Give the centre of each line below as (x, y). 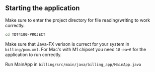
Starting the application (42, 8)
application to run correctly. (34, 55)
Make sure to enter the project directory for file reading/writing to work (78, 20)
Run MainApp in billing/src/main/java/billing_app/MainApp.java (73, 64)
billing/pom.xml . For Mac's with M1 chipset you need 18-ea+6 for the (76, 49)
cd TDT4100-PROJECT (25, 34)
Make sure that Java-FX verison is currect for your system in (67, 44)
